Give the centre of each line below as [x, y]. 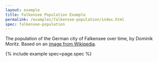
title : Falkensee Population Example [46, 15]
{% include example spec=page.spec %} [49, 54]
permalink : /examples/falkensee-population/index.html [65, 19]
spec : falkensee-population [35, 24]
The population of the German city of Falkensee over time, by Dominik [79, 39]
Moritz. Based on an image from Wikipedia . [51, 44]
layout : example [22, 10]
